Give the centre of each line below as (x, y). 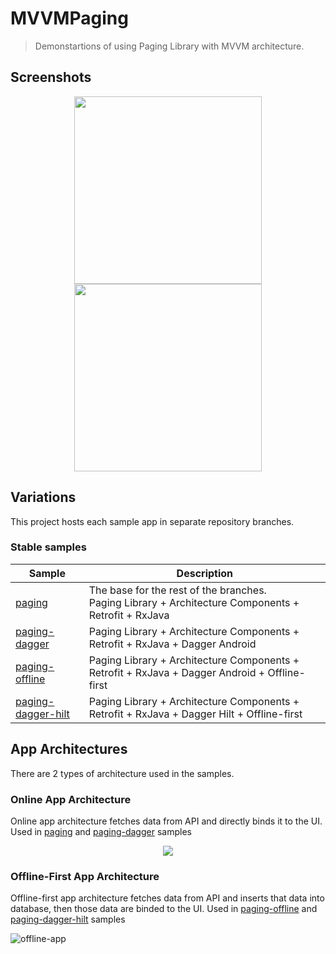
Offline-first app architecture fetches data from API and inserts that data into (167, 898)
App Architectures (69, 749)
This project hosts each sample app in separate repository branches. (152, 521)
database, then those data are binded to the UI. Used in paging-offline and (164, 909)
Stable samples (48, 547)
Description (205, 573)
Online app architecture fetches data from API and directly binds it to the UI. (166, 821)
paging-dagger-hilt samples (68, 919)
